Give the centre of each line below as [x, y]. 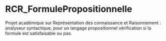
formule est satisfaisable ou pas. [39, 33]
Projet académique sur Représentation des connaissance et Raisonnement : [83, 23]
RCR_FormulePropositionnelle [69, 9]
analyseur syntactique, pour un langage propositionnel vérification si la [78, 28]
